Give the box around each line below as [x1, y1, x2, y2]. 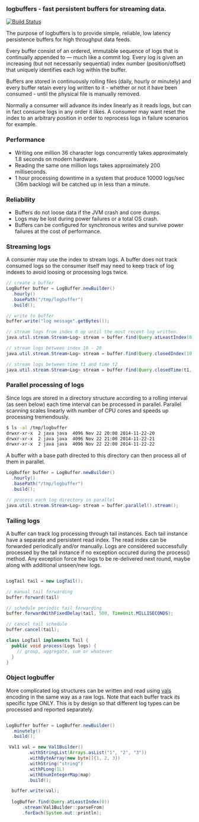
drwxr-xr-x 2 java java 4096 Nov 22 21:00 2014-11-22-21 [6, 436, 155, 442]
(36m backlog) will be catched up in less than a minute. [14, 180, 150, 188]
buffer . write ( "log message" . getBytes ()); [6, 318, 110, 324]
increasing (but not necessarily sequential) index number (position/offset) [6, 60, 186, 67]
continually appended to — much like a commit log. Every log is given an [6, 54, 184, 61]
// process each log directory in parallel [6, 497, 115, 503]
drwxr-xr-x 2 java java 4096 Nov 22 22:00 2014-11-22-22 [6, 441, 155, 447]
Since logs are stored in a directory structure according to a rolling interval [6, 394, 188, 401]
